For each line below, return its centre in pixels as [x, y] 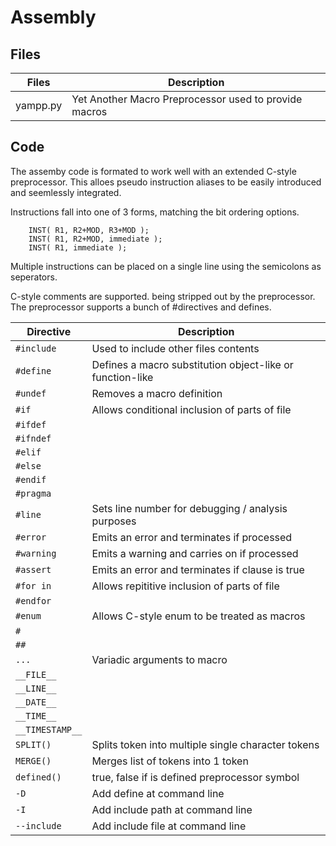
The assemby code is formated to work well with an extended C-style [153, 171]
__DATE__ [36, 702]
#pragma [33, 493]
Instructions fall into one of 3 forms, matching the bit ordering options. [155, 212]
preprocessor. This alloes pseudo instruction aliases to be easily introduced [166, 182]
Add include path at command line [172, 809]
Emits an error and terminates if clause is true [198, 569]
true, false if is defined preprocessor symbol [195, 777]
